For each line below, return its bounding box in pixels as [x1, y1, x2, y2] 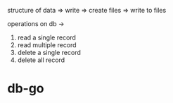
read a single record [17, 33, 76, 42]
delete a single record [17, 49, 81, 56]
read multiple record [17, 41, 77, 49]
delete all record [17, 56, 65, 64]
